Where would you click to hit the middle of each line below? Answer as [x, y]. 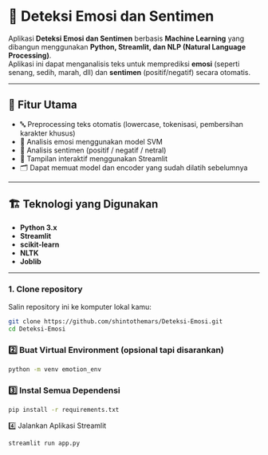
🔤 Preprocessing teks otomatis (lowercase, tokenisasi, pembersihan [131, 124]
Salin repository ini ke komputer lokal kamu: [80, 307]
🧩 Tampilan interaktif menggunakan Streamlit [94, 158]
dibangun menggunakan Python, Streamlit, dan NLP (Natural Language [127, 46]
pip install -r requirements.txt [64, 410]
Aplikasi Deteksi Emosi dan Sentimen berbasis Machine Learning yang [126, 38]
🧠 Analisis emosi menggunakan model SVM [91, 141]
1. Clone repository [45, 289]
